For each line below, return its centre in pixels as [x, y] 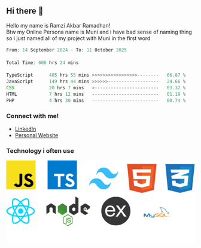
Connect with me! [33, 116]
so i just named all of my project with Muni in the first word [78, 38]
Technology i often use [40, 150]
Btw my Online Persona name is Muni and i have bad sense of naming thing [99, 32]
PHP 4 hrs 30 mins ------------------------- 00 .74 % [96, 100]
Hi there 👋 [25, 11]
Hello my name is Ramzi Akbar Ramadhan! [58, 25]
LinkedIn [25, 129]
